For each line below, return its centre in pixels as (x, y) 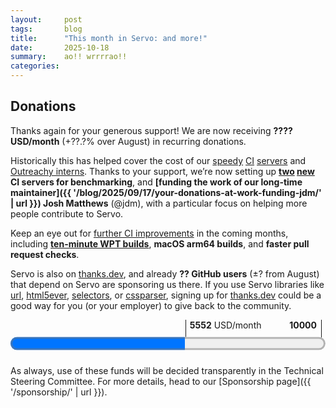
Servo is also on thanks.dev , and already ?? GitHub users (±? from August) (165, 273)
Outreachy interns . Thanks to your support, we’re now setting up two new (162, 171)
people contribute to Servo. (67, 213)
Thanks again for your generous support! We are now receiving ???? (151, 130)
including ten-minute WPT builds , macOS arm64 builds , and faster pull (160, 243)
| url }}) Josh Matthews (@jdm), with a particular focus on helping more (159, 203)
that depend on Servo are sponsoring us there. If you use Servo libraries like (167, 284)
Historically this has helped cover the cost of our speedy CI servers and (158, 160)
